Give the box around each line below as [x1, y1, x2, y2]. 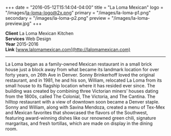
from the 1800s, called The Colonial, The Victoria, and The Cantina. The [5, 93, 156, 99]
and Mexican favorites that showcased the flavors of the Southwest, [5, 110, 149, 116]
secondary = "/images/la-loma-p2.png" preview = [5, 15, 110, 21]
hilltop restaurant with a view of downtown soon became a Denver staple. [5, 99, 160, 105]
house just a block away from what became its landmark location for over [5, 66, 159, 73]
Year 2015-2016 [5, 41, 39, 47]
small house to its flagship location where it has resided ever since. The [5, 83, 155, 88]
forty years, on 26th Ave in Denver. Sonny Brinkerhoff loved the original [5, 72, 155, 78]
